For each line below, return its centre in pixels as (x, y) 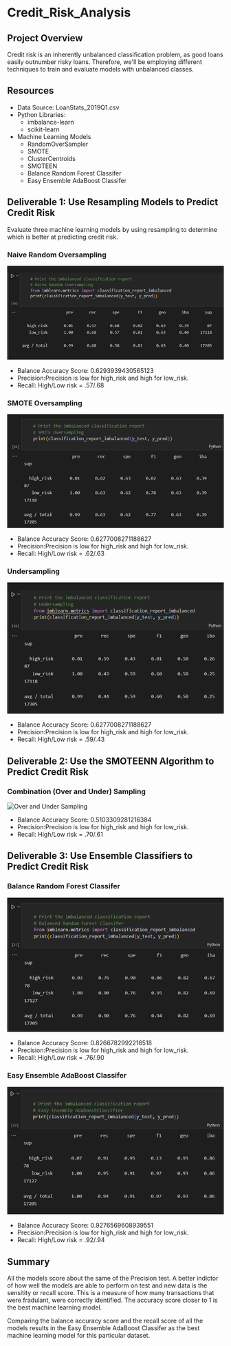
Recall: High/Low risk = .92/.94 (61, 1240)
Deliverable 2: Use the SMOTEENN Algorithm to (111, 761)
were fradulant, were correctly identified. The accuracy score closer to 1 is (112, 1300)
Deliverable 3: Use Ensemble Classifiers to (100, 856)
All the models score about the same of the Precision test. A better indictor (113, 1278)
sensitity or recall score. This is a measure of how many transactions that (111, 1293)
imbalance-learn (51, 122)
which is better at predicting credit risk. (63, 237)
